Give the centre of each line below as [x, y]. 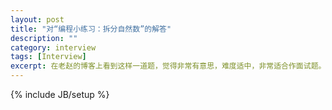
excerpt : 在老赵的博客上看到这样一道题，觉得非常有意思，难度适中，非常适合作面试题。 [168, 66]
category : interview [53, 47]
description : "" [44, 38]
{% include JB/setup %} [60, 94]
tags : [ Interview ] [48, 57]
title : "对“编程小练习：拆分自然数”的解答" [91, 29]
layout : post [37, 19]
